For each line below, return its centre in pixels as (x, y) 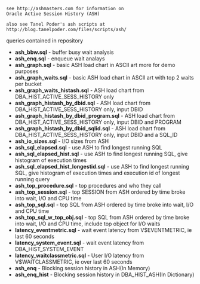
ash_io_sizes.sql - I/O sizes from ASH (62, 141)
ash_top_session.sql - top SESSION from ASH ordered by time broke (100, 192)
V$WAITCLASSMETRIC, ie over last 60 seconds (73, 262)
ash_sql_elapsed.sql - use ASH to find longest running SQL (88, 147)
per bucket (28, 84)
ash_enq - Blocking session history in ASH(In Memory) (82, 268)
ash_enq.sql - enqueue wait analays (60, 59)
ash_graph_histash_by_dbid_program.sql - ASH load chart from (95, 116)
